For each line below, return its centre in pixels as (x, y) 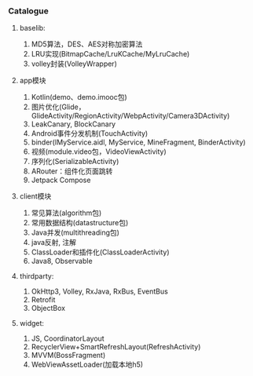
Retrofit (43, 300)
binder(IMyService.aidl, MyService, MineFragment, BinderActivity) (138, 142)
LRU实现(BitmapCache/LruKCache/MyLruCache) (110, 54)
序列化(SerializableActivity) (75, 162)
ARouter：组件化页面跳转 (72, 171)
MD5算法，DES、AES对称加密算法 (87, 44)
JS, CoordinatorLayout (68, 338)
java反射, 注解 (54, 243)
